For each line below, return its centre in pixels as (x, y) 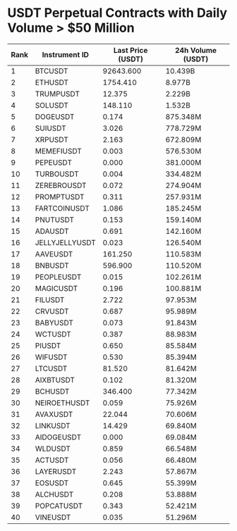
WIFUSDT (51, 357)
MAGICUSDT (56, 288)
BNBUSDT (52, 265)
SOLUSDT (52, 105)
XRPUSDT (51, 139)
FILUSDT (50, 299)
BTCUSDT (51, 70)
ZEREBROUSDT (61, 185)
